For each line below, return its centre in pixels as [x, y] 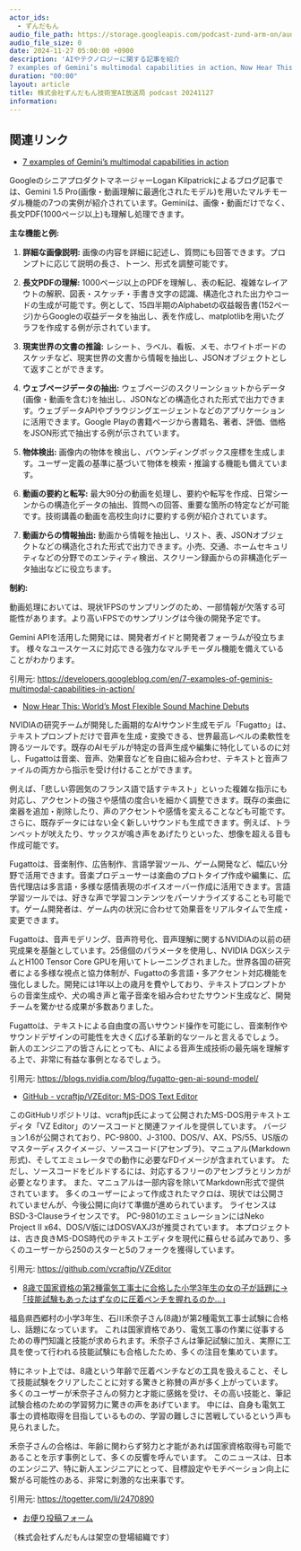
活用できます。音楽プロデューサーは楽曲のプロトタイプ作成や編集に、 [154, 876]
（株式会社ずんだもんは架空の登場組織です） [92, 1538]
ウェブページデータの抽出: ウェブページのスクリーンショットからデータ [154, 388]
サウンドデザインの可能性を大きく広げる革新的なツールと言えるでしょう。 [146, 1037]
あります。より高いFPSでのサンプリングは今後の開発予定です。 [149, 618]
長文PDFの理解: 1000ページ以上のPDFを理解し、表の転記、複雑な [143, 283]
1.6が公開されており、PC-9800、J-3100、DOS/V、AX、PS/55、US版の [157, 1138]
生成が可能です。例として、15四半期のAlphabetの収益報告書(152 [156, 305]
